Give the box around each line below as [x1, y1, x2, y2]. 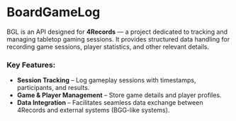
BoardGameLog [6, 4, 101, 20]
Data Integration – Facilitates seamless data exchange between [16, 98, 203, 107]
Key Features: [6, 60, 56, 70]
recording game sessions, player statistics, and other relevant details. [6, 42, 210, 51]
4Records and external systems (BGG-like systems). [16, 106, 170, 115]
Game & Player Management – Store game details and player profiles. [16, 91, 222, 99]
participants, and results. [16, 84, 90, 92]
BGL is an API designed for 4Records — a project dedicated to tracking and [6, 27, 228, 36]
